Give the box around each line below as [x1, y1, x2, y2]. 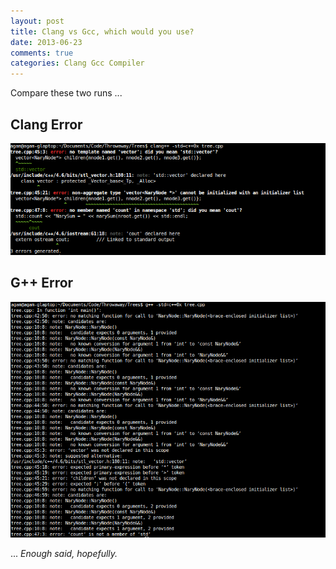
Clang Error [10, 116, 83, 133]
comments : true [10, 48, 74, 58]
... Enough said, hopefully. [10, 547, 118, 559]
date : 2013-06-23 [10, 37, 83, 47]
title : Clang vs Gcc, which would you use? [10, 26, 195, 37]
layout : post [10, 16, 65, 26]
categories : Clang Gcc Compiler [10, 58, 145, 69]
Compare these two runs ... [10, 87, 123, 99]
